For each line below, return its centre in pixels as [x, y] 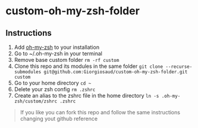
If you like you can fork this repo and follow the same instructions [100, 112]
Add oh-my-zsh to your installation [56, 47]
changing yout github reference [59, 118]
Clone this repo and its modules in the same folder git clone [89, 66]
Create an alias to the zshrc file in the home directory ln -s [87, 96]
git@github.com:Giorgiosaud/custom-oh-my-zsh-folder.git [116, 72]
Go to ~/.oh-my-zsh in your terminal [58, 54]
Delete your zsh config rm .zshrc [55, 89]
